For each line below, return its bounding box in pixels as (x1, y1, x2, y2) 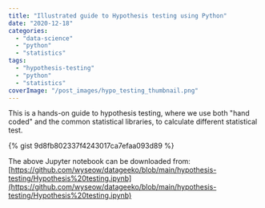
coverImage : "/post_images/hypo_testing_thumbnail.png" (8, 86, 199, 95)
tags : (8, 57, 26, 65)
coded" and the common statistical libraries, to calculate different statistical (8, 117, 258, 127)
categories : (8, 27, 48, 35)
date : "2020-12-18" (8, 19, 74, 27)
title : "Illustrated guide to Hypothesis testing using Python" (8, 11, 227, 20)
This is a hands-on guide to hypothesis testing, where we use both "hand (8, 108, 250, 118)
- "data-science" (15, 34, 74, 43)
